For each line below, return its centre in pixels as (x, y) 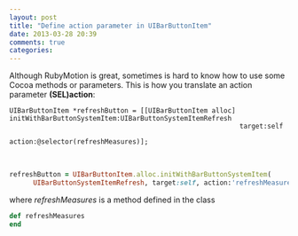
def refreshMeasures (47, 216)
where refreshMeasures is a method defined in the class (112, 200)
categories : (31, 51)
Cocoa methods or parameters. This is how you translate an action (131, 85)
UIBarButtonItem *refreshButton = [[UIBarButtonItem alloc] (123, 111)
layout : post (33, 17)
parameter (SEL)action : (52, 95)
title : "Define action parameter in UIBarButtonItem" (111, 26)
